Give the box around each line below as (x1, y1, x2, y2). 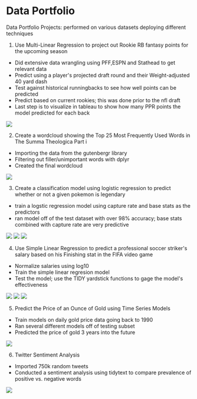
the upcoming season (14, 47, 68, 54)
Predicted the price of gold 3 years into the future (14, 329, 136, 336)
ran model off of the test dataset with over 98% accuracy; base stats (14, 214, 182, 222)
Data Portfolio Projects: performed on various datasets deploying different (6, 24, 186, 31)
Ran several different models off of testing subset (14, 322, 135, 329)
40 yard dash (14, 78, 47, 85)
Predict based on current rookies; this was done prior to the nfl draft (14, 96, 181, 104)
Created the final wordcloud (14, 162, 83, 169)
